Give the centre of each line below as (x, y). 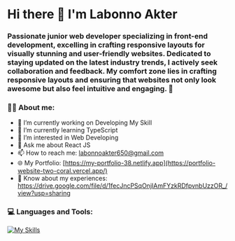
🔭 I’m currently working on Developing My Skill (85, 123)
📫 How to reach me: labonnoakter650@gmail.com (91, 153)
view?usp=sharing (44, 193)
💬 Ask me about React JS (54, 145)
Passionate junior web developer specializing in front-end (108, 36)
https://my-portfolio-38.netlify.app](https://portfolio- (140, 163)
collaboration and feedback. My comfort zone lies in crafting (112, 71)
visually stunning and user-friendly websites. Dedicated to (109, 54)
